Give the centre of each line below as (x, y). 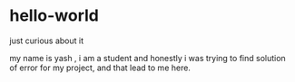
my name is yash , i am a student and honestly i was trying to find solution (147, 58)
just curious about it (47, 41)
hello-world (54, 16)
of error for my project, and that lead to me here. (100, 68)
